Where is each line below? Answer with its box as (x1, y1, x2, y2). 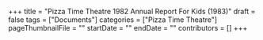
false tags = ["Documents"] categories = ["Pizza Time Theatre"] (8, 15, 218, 24)
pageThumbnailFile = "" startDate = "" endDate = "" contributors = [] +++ (8, 24, 248, 32)
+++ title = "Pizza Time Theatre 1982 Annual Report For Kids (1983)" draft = (8, 7, 256, 16)
